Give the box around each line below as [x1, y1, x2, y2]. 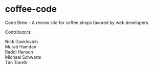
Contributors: [5, 29, 32, 35]
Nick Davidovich [5, 38, 38, 45]
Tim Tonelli [5, 59, 27, 65]
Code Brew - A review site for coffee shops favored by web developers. [5, 20, 150, 25]
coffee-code [5, 3, 57, 15]
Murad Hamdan [5, 44, 37, 49]
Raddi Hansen [5, 49, 33, 55]
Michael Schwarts [5, 54, 42, 60]
